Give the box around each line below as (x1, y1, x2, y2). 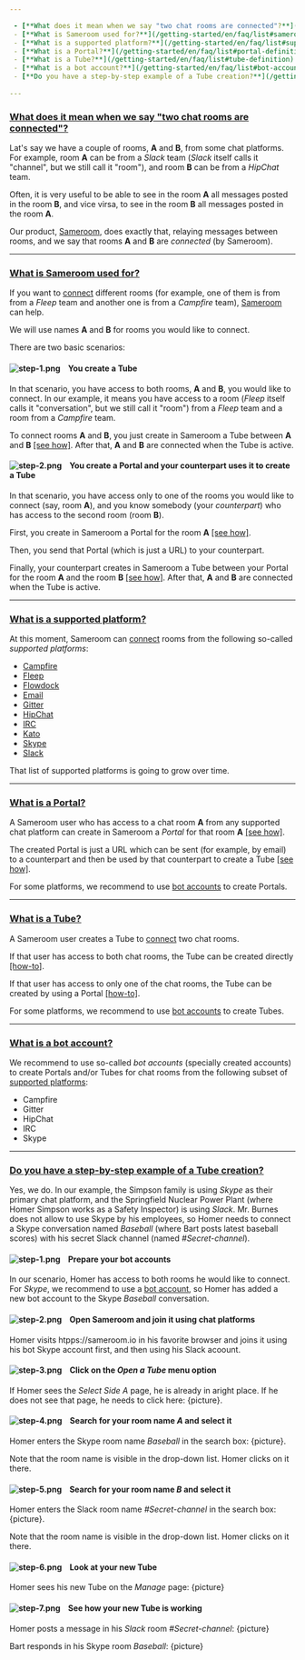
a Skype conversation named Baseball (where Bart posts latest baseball (9, 1224, 279, 1235)
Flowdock (22, 680, 60, 691)
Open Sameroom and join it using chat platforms (69, 1315, 256, 1325)
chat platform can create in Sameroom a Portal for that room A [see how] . (9, 826, 286, 837)
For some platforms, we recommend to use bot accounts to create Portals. (9, 881, 288, 892)
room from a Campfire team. (9, 412, 116, 423)
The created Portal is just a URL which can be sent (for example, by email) (9, 845, 287, 855)
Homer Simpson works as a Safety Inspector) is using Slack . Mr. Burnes (9, 1204, 279, 1215)
